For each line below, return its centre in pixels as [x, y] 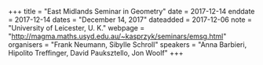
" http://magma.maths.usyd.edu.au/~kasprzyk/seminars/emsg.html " [117, 36]
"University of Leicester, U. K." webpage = [77, 28]
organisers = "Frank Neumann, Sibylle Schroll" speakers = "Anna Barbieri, [128, 45]
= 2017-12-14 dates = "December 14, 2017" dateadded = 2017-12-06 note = [130, 20]
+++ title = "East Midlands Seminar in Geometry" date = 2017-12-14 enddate [131, 11]
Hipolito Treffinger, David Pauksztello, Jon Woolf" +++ [96, 53]
